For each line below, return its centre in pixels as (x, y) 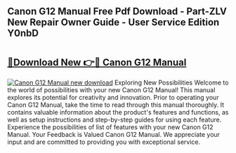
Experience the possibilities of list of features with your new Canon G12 (110, 127)
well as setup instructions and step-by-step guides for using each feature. (114, 119)
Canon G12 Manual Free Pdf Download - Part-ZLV (117, 12)
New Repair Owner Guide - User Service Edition (113, 23)
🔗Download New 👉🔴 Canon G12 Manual (97, 62)
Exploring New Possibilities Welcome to (172, 82)
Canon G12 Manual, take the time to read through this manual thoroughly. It (116, 105)
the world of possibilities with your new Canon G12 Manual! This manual (111, 90)
